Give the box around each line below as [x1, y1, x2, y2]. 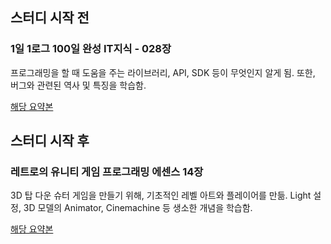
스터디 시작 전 [10, 9, 90, 27]
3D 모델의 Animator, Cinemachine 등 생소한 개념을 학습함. [23, 202, 253, 214]
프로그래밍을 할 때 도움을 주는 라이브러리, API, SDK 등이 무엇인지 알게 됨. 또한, [10, 66, 316, 78]
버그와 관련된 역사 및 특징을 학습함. [10, 79, 147, 91]
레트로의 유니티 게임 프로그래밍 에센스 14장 [10, 165, 204, 178]
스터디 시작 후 [10, 133, 90, 150]
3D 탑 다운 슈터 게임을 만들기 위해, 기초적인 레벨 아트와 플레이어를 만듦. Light [10, 189, 312, 202]
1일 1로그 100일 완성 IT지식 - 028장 [10, 42, 172, 56]
